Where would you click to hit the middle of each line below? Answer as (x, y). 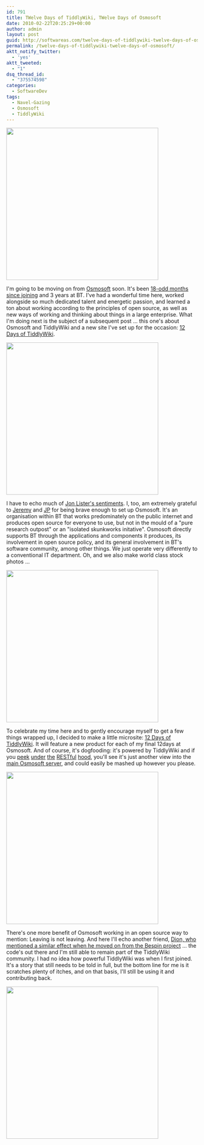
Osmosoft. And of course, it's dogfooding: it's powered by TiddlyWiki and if (101, 750)
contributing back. (29, 978)
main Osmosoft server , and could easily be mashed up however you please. (101, 763)
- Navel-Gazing (31, 102)
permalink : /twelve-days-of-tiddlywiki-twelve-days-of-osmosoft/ (90, 46)
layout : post (23, 35)
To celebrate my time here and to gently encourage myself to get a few (95, 731)
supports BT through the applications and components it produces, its (94, 536)
